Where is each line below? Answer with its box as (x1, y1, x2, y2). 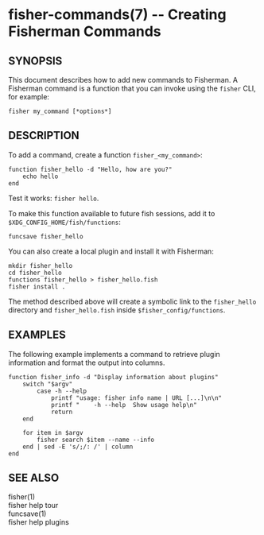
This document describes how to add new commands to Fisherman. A (8, 76, 239, 84)
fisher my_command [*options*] (8, 107, 112, 115)
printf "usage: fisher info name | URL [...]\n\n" (50, 393, 223, 402)
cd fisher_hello (8, 269, 62, 277)
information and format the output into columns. (8, 358, 165, 367)
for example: (8, 92, 50, 101)
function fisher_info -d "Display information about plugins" (8, 373, 219, 381)
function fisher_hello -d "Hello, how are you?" (8, 165, 173, 173)
